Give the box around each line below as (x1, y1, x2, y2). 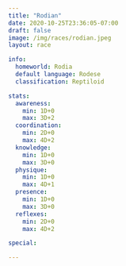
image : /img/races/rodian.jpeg (8, 33, 112, 42)
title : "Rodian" (8, 11, 62, 20)
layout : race (8, 41, 52, 49)
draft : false (8, 26, 52, 34)
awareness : (15, 99, 52, 107)
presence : (15, 188, 48, 196)
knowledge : (15, 144, 52, 152)
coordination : (15, 121, 62, 129)
